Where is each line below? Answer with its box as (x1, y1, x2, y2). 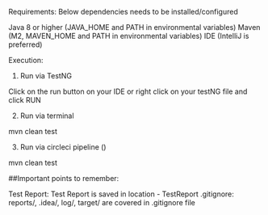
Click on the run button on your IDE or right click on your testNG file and (8, 86, 248, 96)
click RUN (8, 95, 42, 104)
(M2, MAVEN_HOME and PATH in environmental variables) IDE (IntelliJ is (8, 32, 249, 40)
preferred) (8, 40, 43, 49)
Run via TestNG (19, 71, 73, 80)
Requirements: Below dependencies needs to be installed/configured (8, 7, 238, 16)
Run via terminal (19, 111, 74, 120)
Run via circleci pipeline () (19, 142, 107, 152)
